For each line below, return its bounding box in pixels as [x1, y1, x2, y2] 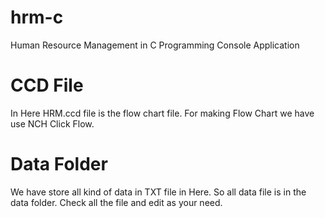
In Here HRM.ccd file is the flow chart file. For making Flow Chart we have [10, 107, 315, 119]
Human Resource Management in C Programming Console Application [10, 39, 300, 51]
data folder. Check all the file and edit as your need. [10, 196, 223, 208]
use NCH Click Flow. [10, 117, 95, 130]
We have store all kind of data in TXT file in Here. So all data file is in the [10, 186, 307, 198]
